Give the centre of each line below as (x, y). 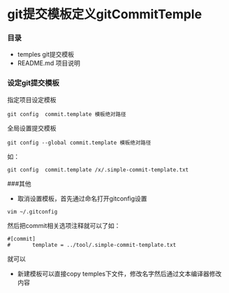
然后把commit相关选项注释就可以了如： (64, 225)
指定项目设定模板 (32, 99)
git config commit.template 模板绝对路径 (67, 114)
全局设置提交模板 (32, 128)
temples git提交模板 (46, 55)
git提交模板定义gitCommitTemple (105, 14)
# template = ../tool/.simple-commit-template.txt (92, 245)
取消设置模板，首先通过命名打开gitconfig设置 (82, 198)
